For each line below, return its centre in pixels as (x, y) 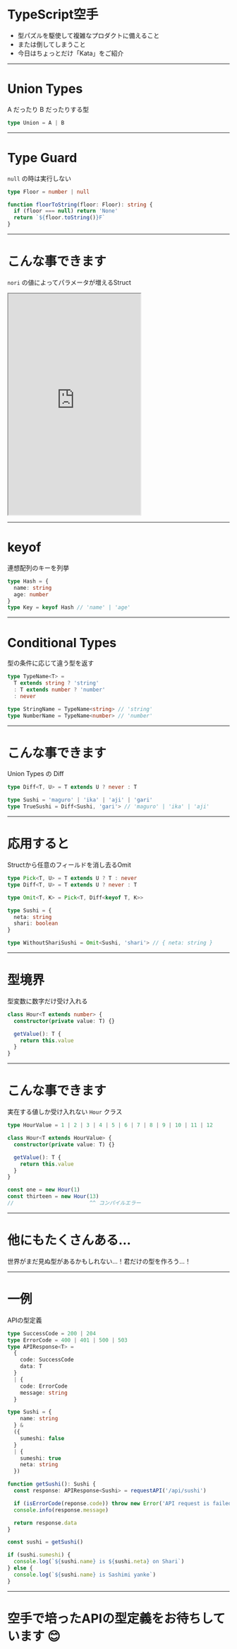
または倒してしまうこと (51, 44)
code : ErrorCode (44, 1386)
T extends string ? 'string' (56, 683)
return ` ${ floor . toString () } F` (60, 218)
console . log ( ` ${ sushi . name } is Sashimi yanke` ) (85, 1575)
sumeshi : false (42, 1438)
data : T (31, 1366)
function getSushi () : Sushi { (52, 1484)
